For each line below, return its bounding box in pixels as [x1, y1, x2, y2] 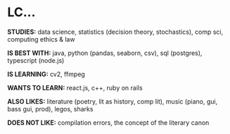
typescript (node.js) [7, 56, 65, 64]
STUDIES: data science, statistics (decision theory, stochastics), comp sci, [7, 28, 224, 36]
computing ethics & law [7, 35, 75, 43]
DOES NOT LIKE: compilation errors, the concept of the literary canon [7, 118, 210, 127]
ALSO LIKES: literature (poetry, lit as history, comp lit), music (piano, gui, [7, 97, 218, 106]
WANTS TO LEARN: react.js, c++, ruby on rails [7, 83, 143, 92]
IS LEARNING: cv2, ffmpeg [7, 70, 86, 78]
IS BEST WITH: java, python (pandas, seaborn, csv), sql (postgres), [7, 49, 203, 57]
